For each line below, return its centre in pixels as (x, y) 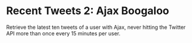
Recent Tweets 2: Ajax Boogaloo (88, 11)
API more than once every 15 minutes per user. (63, 33)
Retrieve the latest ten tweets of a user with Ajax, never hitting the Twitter (96, 27)
